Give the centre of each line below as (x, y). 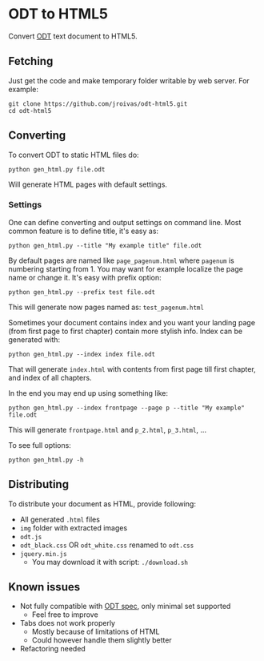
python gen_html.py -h (46, 460)
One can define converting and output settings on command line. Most (125, 222)
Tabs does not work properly (68, 623)
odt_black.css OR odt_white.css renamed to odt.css (107, 545)
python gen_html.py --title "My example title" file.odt (105, 245)
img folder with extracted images (74, 528)
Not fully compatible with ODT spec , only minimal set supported (125, 607)
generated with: (34, 339)
